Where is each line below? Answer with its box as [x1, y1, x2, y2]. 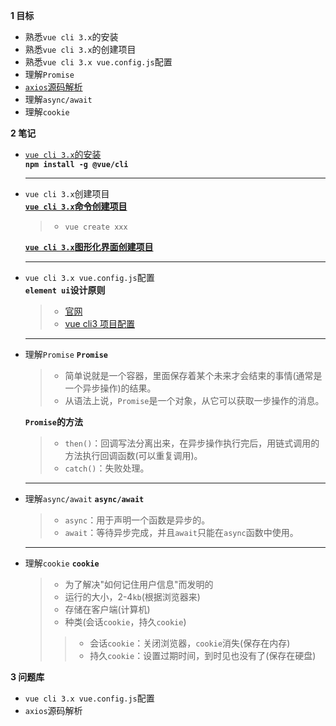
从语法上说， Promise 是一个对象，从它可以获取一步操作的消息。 [64, 395, 325, 406]
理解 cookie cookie [24, 557, 100, 569]
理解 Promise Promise [24, 349, 108, 360]
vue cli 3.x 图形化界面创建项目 [24, 241, 154, 253]
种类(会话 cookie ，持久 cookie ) [64, 616, 187, 628]
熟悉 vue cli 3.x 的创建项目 [24, 44, 137, 55]
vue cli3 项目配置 [64, 318, 136, 329]
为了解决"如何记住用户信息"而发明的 [64, 579, 214, 590]
